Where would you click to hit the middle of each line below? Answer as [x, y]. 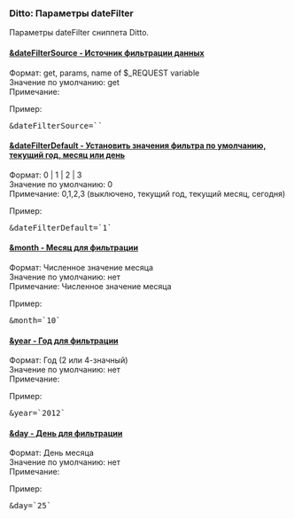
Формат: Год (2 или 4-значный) [69, 360]
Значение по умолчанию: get [64, 82]
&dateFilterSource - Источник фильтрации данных [107, 52]
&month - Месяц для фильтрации [74, 248]
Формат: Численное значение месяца [81, 267]
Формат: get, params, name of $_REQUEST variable [104, 73]
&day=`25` [30, 506]
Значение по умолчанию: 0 [61, 184]
